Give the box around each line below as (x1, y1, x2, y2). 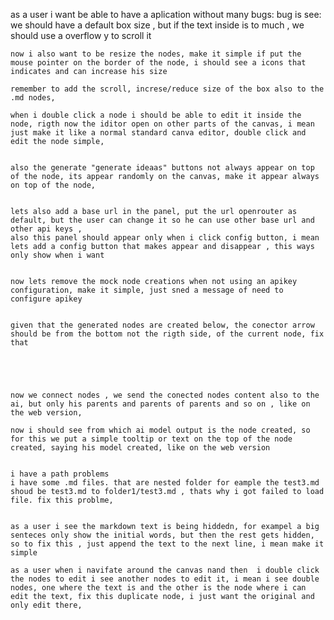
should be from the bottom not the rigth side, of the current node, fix (10, 329, 325, 339)
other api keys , (10, 224, 83, 234)
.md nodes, (10, 93, 56, 103)
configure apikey (10, 294, 83, 304)
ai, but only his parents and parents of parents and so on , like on (10, 399, 311, 409)
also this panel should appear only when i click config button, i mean (10, 233, 320, 243)
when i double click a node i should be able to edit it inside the (10, 110, 302, 120)
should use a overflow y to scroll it (10, 30, 152, 41)
